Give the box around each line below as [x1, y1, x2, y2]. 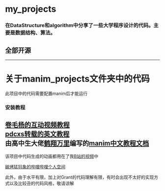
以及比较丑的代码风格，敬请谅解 [9, 180, 74, 186]
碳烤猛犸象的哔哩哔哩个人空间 [5, 163, 65, 169]
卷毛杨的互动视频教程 [5, 121, 70, 129]
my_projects [5, 3, 56, 15]
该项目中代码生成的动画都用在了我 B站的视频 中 [5, 153, 99, 159]
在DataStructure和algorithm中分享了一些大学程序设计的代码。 [5, 22, 154, 29]
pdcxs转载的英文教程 [5, 130, 70, 138]
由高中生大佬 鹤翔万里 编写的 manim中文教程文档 [5, 139, 149, 148]
